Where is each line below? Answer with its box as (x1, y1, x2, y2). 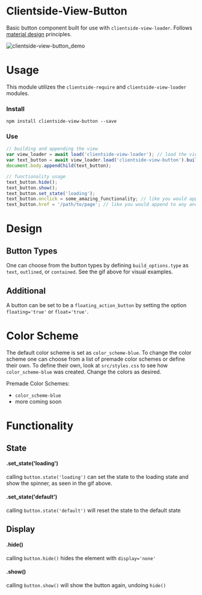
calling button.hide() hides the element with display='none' (6, 554, 156, 561)
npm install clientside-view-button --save (6, 119, 117, 125)
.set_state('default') (6, 493, 58, 500)
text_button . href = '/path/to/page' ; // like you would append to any (6, 202, 187, 208)
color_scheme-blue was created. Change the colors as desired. (6, 368, 162, 375)
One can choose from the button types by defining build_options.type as (6, 262, 189, 269)
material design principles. (6, 30, 72, 37)
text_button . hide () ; (6, 179, 58, 185)
